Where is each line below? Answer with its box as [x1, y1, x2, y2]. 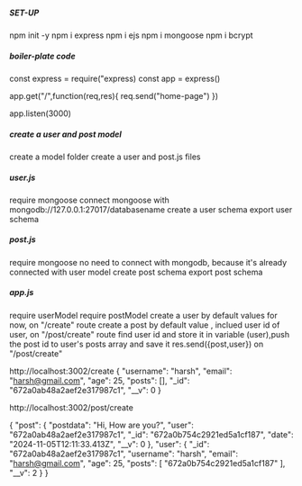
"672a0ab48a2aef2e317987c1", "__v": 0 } [9, 384, 162, 395]
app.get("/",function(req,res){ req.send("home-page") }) [9, 90, 219, 101]
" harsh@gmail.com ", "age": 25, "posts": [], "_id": [9, 374, 190, 386]
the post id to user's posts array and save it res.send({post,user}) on [9, 338, 264, 349]
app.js [9, 287, 34, 298]
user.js [9, 172, 36, 183]
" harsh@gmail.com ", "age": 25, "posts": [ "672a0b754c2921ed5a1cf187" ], [9, 457, 286, 468]
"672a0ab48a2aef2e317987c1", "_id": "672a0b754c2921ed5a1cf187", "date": [9, 428, 294, 440]
